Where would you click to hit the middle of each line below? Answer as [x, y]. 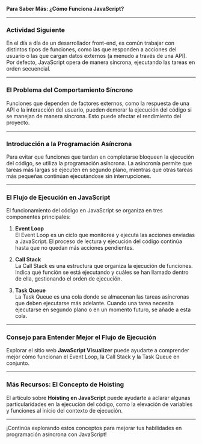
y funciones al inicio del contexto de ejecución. [65, 410]
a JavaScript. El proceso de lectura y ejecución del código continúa [98, 241]
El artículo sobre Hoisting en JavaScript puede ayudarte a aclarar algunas [98, 398]
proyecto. [18, 122]
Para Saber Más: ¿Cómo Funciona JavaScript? [65, 9]
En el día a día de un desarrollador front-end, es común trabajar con [90, 43]
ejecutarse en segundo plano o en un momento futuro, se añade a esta [103, 309]
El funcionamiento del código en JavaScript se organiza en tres [85, 211]
